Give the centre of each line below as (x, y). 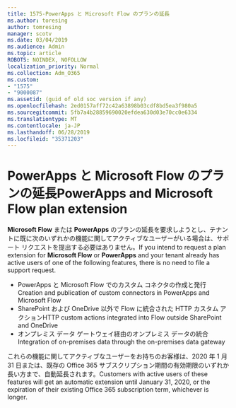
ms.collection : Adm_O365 (44, 73)
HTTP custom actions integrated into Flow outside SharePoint (132, 317)
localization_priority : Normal (53, 66)
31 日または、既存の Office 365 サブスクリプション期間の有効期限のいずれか (118, 366)
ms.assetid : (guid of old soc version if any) (77, 100)
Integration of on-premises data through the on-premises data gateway (121, 342)
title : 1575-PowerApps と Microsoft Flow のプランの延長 (89, 14)
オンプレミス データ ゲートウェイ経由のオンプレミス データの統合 (113, 334)
